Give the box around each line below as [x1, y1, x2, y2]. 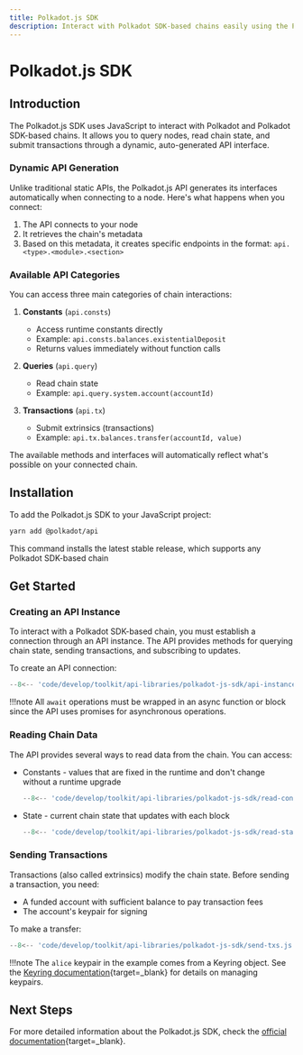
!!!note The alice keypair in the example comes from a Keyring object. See [9, 957, 287, 968]
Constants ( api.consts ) [22, 307, 111, 317]
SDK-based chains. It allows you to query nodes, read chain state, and [9, 130, 271, 141]
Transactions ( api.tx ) [22, 405, 106, 416]
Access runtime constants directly [35, 324, 163, 335]
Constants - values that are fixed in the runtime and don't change [22, 766, 266, 777]
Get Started [9, 579, 76, 594]
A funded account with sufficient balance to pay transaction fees [22, 896, 263, 907]
